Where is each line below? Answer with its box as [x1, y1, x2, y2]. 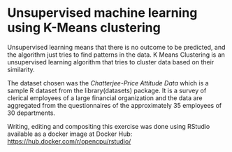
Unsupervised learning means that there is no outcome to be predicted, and [7, 43, 226, 51]
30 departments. [7, 109, 56, 117]
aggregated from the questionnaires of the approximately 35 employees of [7, 101, 222, 109]
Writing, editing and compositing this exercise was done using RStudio [7, 122, 210, 130]
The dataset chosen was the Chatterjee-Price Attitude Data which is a [7, 78, 209, 87]
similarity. [7, 65, 35, 74]
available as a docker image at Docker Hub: [7, 130, 133, 138]
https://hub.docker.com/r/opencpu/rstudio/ [7, 137, 131, 145]
